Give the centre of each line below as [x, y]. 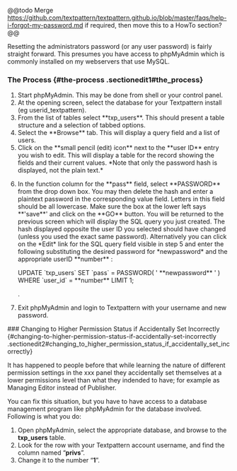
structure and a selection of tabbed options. [82, 125]
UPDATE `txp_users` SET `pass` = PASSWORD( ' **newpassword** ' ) [119, 273]
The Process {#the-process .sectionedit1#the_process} [105, 79]
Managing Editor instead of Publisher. [62, 388]
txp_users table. [41, 438]
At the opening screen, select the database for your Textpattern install [120, 103]
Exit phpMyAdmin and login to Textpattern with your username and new [122, 308]
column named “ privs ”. [51, 453]
